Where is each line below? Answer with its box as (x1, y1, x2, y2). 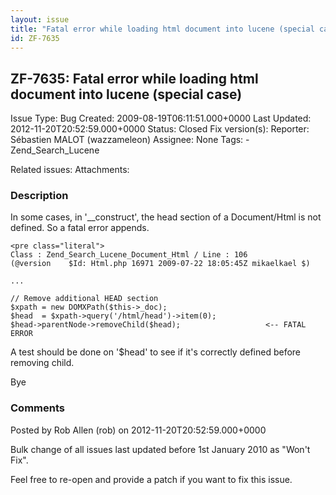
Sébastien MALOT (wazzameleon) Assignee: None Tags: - (10, 134, 250, 146)
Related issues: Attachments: (10, 164, 130, 176)
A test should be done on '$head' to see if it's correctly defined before (10, 346, 301, 358)
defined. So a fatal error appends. (10, 222, 150, 234)
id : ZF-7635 (10, 33, 60, 43)
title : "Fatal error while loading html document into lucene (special (10, 24, 315, 34)
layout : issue (10, 14, 70, 25)
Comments (10, 401, 65, 415)
